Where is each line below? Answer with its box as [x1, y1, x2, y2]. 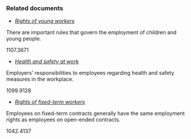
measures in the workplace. [6, 75, 74, 83]
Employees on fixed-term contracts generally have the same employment [6, 110, 185, 117]
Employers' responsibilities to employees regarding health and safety [6, 69, 174, 77]
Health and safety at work [14, 58, 79, 65]
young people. [6, 35, 41, 42]
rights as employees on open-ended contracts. [6, 116, 121, 123]
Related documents [6, 4, 64, 12]
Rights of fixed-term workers [14, 98, 85, 105]
